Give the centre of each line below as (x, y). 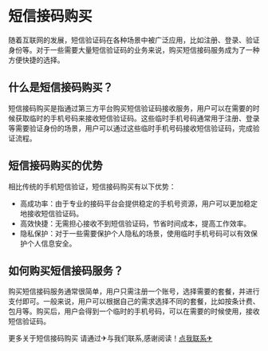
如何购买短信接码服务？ (66, 271)
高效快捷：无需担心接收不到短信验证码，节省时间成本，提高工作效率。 (135, 223)
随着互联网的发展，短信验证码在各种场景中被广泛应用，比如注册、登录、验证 (134, 40)
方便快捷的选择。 (36, 60)
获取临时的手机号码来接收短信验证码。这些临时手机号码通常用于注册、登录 (137, 118)
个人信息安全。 (51, 243)
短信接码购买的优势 (55, 166)
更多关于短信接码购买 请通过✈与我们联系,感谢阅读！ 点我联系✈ (110, 338)
